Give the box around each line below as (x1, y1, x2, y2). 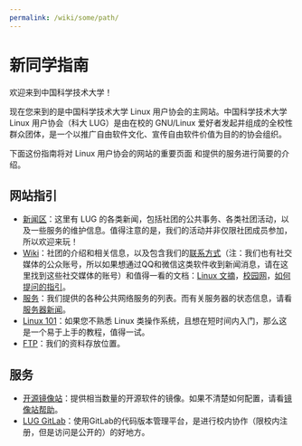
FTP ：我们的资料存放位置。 (22, 338, 126, 349)
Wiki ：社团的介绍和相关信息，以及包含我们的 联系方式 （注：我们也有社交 (22, 248, 293, 259)
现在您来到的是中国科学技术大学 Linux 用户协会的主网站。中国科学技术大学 (9, 106, 288, 117)
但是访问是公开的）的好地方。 (38, 427, 150, 438)
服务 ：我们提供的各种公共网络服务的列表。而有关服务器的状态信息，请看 (22, 293, 292, 304)
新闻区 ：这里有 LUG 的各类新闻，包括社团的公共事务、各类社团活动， (22, 214, 282, 224)
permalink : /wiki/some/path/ (9, 13, 119, 23)
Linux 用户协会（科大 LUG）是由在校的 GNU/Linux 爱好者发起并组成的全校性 (9, 117, 294, 128)
